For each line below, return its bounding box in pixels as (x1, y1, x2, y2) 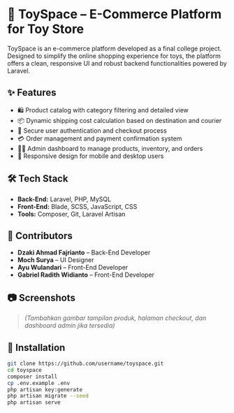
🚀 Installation (7, 342, 66, 354)
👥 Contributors (7, 230, 73, 242)
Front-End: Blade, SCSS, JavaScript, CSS (17, 202, 138, 210)
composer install (7, 373, 58, 380)
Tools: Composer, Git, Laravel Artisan (17, 210, 126, 218)
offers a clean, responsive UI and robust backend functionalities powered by (7, 59, 227, 67)
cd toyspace (7, 366, 42, 373)
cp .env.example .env (7, 379, 71, 386)
